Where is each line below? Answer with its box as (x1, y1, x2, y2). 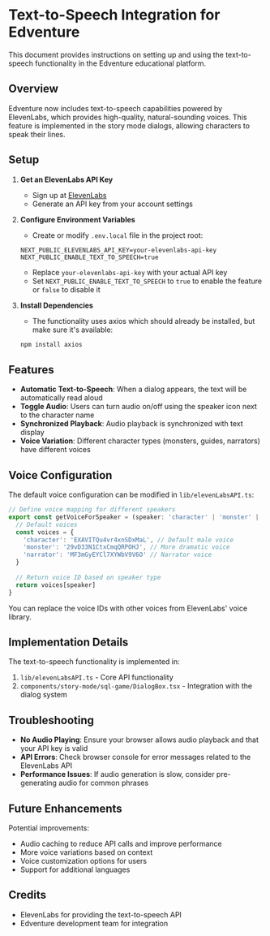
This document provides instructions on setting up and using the (8, 50, 225, 59)
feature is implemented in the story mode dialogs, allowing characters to (8, 120, 250, 131)
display (19, 428, 45, 438)
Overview (8, 82, 59, 96)
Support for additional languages (19, 865, 131, 874)
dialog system (19, 690, 67, 700)
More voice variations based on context (19, 848, 153, 857)
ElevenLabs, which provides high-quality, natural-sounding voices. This (8, 112, 247, 122)
